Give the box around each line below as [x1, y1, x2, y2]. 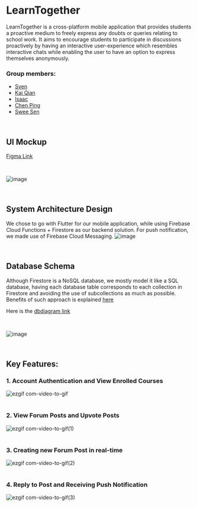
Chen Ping [14, 102, 40, 109]
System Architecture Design [6, 204, 113, 214]
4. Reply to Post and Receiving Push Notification [6, 480, 148, 489]
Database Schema [6, 262, 75, 272]
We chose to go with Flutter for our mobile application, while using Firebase [6, 220, 190, 227]
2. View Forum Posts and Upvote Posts [6, 412, 120, 420]
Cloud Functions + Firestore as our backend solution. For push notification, [6, 226, 189, 233]
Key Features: [6, 359, 59, 369]
